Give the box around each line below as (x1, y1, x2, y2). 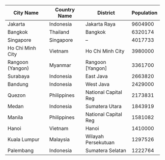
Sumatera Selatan (85, 147, 127, 154)
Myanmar (49, 62, 71, 68)
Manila (7, 114, 23, 121)
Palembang (7, 147, 34, 154)
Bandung (7, 81, 28, 87)
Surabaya (7, 73, 30, 80)
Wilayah (85, 133, 104, 139)
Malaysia (49, 136, 70, 143)
